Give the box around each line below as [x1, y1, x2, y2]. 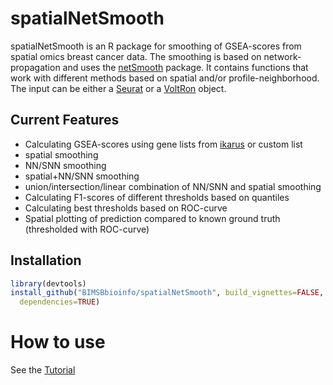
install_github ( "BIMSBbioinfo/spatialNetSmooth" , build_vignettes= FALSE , [10, 288, 325, 298]
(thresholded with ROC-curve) [24, 223, 150, 235]
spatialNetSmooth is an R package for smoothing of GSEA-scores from [10, 40, 302, 52]
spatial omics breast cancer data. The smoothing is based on [10, 50, 262, 62]
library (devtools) [10, 278, 87, 289]
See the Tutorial [10, 364, 76, 376]
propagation [10, 61, 61, 73]
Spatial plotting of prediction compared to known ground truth [24, 212, 281, 224]
